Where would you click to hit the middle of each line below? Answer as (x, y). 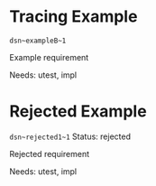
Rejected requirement (50, 153)
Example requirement (49, 57)
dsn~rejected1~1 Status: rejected (70, 136)
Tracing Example (73, 17)
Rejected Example (78, 112)
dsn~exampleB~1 (38, 41)
